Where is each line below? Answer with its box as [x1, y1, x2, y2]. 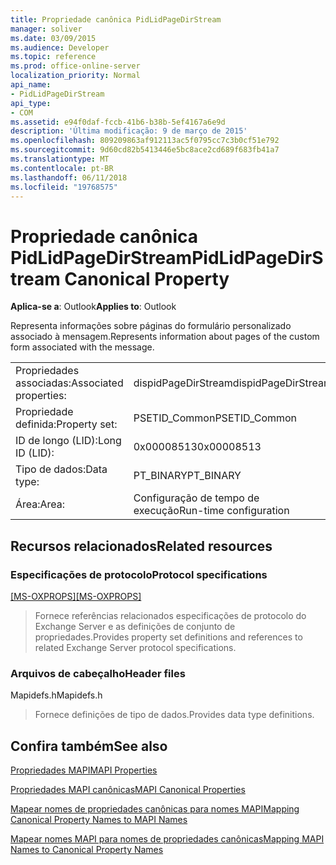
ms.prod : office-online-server [10, 61, 141, 71]
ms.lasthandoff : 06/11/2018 [10, 172, 128, 183]
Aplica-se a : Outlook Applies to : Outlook [10, 301, 177, 313]
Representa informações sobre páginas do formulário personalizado [10, 320, 292, 332]
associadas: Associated [15, 376, 124, 390]
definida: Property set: [15, 417, 118, 431]
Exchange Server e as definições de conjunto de [34, 621, 236, 632]
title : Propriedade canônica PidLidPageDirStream [10, 14, 222, 25]
